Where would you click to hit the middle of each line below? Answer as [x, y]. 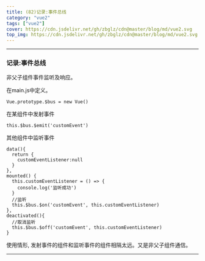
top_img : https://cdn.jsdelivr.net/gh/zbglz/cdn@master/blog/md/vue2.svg [102, 35]
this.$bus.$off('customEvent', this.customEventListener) [87, 228]
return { [23, 155]
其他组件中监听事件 [31, 138]
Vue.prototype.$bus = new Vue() [47, 102]
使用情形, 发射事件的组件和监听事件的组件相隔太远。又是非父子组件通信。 [99, 245]
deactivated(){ [26, 216]
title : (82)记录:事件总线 [37, 12]
